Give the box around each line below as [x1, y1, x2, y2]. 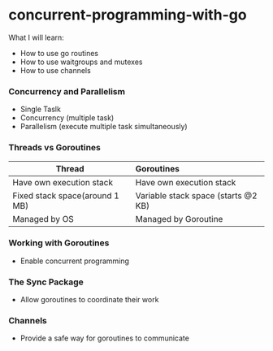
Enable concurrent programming [19, 256, 130, 266]
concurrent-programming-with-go [8, 6, 247, 24]
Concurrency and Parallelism [8, 85, 126, 97]
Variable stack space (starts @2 [135, 189, 258, 201]
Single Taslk [19, 104, 61, 115]
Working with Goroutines [8, 237, 110, 249]
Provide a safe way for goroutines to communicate [19, 333, 189, 343]
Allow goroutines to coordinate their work [19, 295, 159, 305]
